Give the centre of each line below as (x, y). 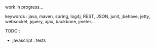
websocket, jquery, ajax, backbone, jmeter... (50, 22)
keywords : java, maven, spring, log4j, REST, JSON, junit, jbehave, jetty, (78, 16)
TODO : (13, 31)
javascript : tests (29, 40)
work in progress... (24, 7)
